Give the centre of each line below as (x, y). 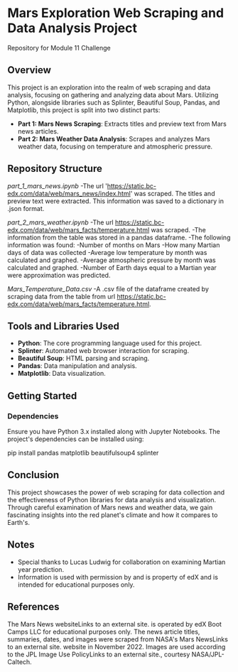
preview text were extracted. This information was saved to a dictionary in (115, 201)
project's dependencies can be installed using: (76, 439)
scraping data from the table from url (61, 296)
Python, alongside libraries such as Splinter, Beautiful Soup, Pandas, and (114, 102)
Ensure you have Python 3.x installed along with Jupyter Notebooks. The (114, 432)
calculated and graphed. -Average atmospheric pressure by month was (112, 260)
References (33, 607)
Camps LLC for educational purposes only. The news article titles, (104, 632)
